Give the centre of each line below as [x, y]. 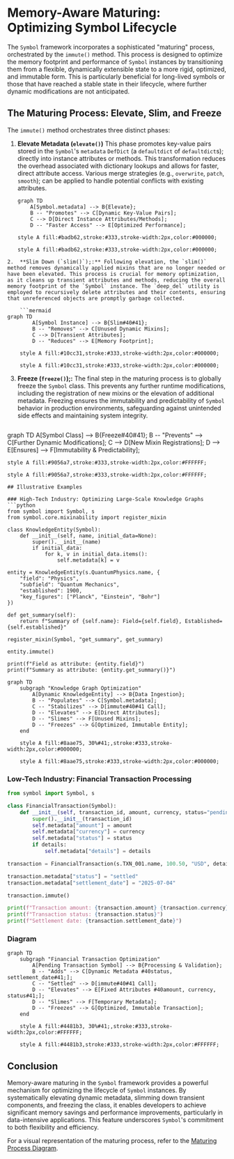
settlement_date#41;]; [40, 978]
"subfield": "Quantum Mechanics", [70, 584]
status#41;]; [26, 996]
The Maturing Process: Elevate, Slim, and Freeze [114, 113]
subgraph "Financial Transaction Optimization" [90, 960]
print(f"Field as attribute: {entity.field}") [76, 663]
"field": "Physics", [49, 578]
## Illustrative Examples [45, 487]
